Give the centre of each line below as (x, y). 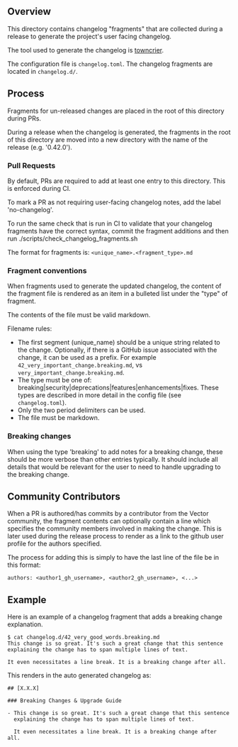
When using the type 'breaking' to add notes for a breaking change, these (115, 452)
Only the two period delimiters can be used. (81, 410)
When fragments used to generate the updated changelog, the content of (114, 286)
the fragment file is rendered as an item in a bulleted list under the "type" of (118, 294)
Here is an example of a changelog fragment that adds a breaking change (115, 617)
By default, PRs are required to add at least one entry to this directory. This (117, 181)
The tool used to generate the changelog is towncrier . (86, 50)
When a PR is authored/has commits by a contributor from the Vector (108, 514)
